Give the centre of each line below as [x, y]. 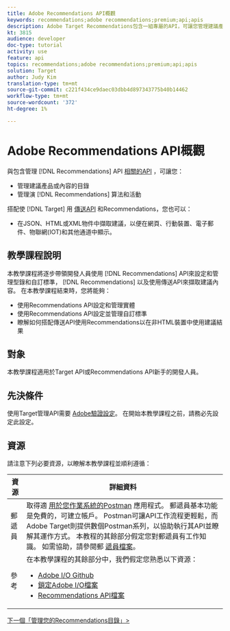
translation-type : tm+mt [42, 83]
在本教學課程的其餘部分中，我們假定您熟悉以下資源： [112, 559]
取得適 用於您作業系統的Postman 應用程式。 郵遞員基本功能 [122, 505]
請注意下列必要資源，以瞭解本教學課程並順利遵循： [79, 463]
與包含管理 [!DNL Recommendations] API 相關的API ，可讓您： [95, 171]
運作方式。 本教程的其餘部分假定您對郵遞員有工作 [120, 536]
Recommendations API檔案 [81, 595]
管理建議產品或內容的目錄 [53, 185]
